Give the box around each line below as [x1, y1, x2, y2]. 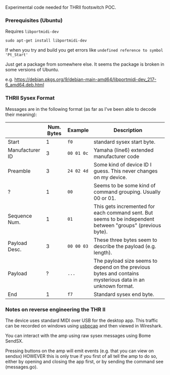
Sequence [8, 212, 32, 219]
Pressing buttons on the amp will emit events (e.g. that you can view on [5, 348, 154, 354]
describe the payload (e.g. [93, 242, 156, 249]
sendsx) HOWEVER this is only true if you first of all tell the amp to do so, [5, 353, 158, 359]
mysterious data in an [93, 276, 145, 283]
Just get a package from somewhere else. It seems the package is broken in [5, 61, 164, 67]
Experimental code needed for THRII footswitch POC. [5, 5, 116, 10]
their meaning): [5, 111, 37, 117]
